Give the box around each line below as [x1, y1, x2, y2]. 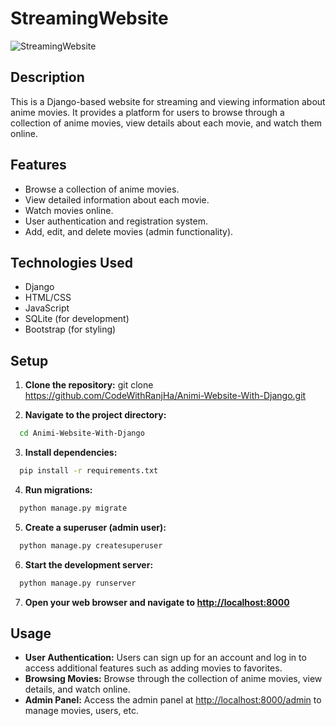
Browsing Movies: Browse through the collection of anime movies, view [24, 673, 323, 685]
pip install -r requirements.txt [19, 466, 159, 476]
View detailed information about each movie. [24, 193, 210, 206]
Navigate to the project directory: [24, 409, 167, 421]
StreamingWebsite [10, 7, 169, 30]
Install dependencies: [24, 447, 118, 459]
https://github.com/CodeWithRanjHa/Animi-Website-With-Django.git [24, 390, 307, 402]
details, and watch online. [24, 683, 131, 696]
